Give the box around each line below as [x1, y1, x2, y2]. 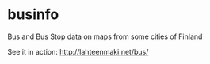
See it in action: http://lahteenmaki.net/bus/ [7, 47, 149, 56]
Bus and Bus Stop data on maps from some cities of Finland [7, 32, 203, 41]
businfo [7, 6, 59, 24]
